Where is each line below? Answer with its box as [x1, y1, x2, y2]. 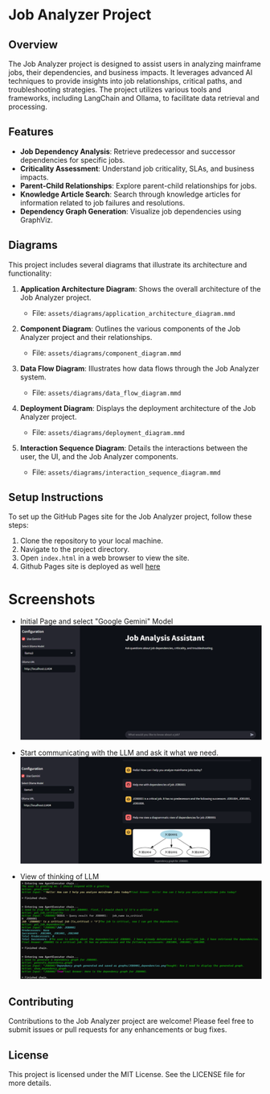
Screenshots [8, 590, 96, 608]
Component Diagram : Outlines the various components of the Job [19, 324, 241, 334]
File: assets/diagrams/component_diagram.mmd [31, 348, 182, 358]
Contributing [8, 995, 74, 1009]
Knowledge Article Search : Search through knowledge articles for [19, 189, 241, 199]
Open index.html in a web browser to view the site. [19, 553, 190, 563]
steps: [8, 520, 29, 530]
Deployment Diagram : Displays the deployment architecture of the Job [19, 403, 256, 412]
